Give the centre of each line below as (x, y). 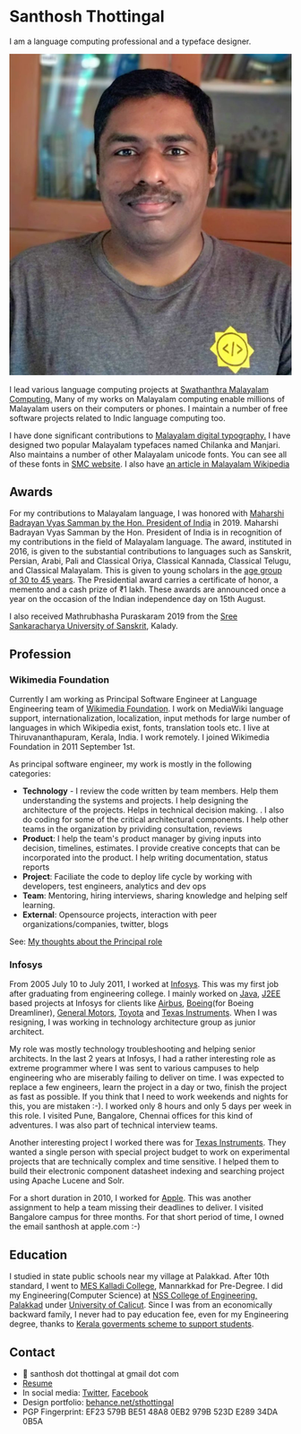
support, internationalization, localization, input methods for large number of (150, 718)
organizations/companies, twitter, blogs (95, 924)
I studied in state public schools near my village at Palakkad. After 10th (139, 1276)
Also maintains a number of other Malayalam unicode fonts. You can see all (148, 454)
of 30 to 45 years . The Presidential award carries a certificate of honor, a (144, 580)
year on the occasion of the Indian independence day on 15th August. (138, 599)
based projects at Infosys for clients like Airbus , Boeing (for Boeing (131, 1003)
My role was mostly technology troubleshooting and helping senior (133, 1049)
